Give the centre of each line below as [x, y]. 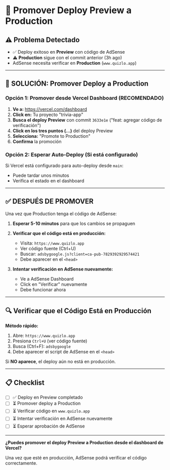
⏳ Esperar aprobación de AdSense [49, 426]
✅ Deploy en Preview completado [48, 398]
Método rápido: [22, 326]
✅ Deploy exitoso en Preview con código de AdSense [69, 52]
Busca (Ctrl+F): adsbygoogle [41, 346]
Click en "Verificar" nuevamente [54, 284]
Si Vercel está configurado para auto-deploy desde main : [65, 165]
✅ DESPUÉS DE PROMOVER [49, 201]
